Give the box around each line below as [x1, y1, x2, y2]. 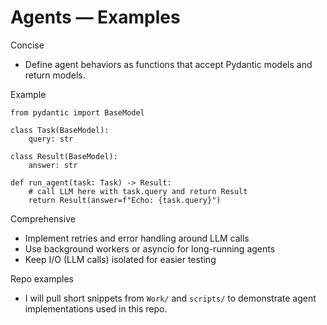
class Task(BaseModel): [10, 125, 110, 135]
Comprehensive [10, 212, 76, 225]
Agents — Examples [10, 6, 181, 29]
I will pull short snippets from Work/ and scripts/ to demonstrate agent [24, 292, 317, 304]
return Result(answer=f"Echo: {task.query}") [28, 195, 222, 205]
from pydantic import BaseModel [10, 107, 145, 118]
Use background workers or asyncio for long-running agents [24, 242, 276, 255]
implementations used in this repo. [24, 302, 168, 315]
